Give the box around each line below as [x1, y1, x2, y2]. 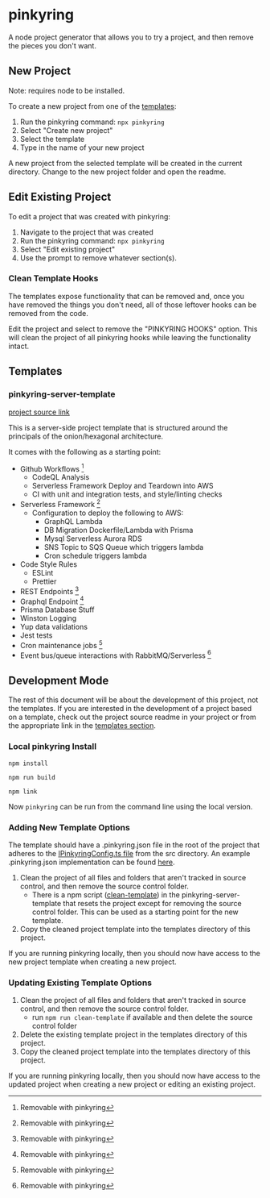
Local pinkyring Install [8, 741, 97, 752]
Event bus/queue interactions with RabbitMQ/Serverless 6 [19, 649, 211, 660]
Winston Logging [19, 614, 77, 623]
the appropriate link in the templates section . [8, 721, 157, 730]
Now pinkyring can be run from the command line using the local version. [8, 801, 253, 811]
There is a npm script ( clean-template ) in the [31, 889, 181, 900]
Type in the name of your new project [19, 143, 145, 152]
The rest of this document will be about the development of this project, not [8, 695, 259, 705]
